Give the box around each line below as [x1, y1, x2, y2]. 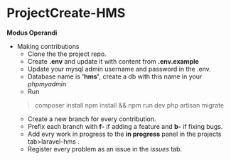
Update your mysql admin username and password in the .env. [27, 64, 211, 73]
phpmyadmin [27, 79, 67, 88]
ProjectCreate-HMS [6, 5, 126, 21]
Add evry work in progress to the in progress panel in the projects [27, 130, 222, 138]
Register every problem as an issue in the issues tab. [27, 144, 183, 153]
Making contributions [16, 42, 80, 50]
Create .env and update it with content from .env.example [27, 57, 200, 65]
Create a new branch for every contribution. [27, 115, 157, 123]
